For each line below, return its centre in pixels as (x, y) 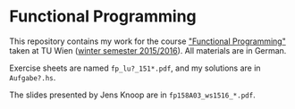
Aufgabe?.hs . (33, 77)
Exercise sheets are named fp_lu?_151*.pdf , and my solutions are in (135, 68)
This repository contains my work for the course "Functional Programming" (147, 41)
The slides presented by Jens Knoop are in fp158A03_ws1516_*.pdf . (133, 95)
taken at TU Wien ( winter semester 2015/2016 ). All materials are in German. (148, 50)
